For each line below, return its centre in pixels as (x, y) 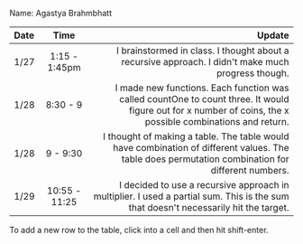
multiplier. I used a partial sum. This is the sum (191, 196)
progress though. (252, 73)
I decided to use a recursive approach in (204, 185)
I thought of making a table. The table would (196, 136)
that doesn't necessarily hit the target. (209, 207)
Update (273, 35)
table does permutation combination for (205, 159)
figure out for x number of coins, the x (209, 110)
